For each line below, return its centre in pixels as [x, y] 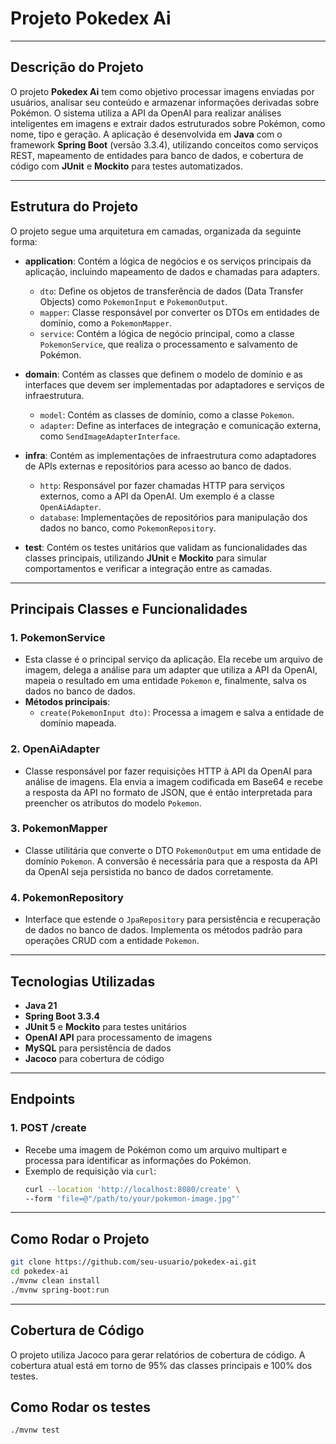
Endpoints [43, 1099]
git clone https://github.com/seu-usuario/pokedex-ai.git [133, 1262]
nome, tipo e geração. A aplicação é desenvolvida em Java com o [146, 134]
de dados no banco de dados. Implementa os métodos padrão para [163, 930]
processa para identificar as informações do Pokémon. [138, 1160]
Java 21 [41, 1005]
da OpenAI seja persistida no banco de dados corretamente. [149, 871]
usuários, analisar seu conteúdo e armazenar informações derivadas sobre [165, 102]
